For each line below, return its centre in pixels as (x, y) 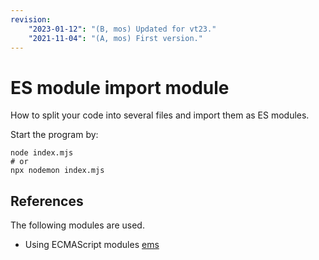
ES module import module (120, 87)
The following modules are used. (77, 225)
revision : (31, 19)
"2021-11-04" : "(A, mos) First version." (115, 38)
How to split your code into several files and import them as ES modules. (160, 115)
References (47, 201)
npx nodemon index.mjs (57, 171)
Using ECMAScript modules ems (92, 245)
